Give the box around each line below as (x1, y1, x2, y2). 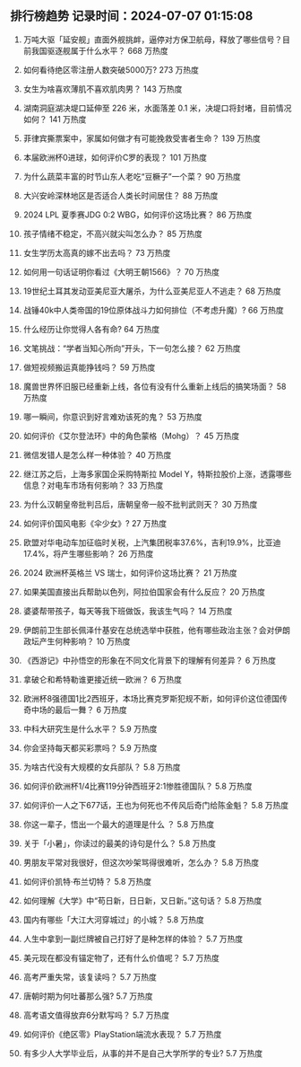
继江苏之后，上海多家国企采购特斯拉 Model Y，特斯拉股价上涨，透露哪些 (22, 468, 292, 479)
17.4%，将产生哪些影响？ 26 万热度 (22, 548, 154, 559)
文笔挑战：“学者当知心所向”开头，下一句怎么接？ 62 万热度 (22, 342, 241, 353)
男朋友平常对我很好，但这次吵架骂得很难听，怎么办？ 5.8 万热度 (22, 857, 259, 868)
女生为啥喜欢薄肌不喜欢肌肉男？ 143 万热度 (22, 84, 183, 94)
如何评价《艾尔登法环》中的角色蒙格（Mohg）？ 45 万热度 (22, 430, 240, 441)
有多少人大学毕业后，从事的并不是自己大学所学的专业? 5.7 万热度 (22, 1047, 263, 1058)
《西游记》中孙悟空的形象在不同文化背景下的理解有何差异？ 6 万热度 (22, 655, 277, 666)
